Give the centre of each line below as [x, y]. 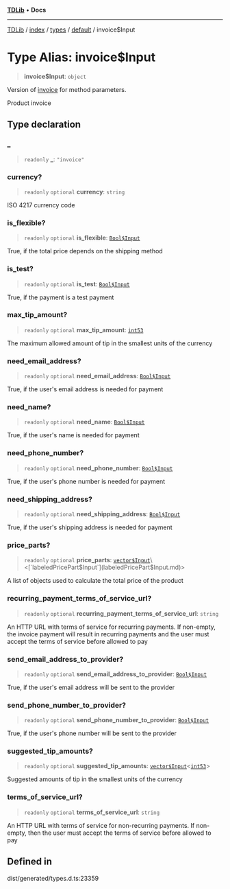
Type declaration [44, 125]
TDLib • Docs [27, 10]
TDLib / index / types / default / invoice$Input [71, 30]
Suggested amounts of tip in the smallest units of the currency [95, 779]
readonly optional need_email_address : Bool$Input [97, 376]
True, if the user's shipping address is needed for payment [90, 527]
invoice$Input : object [55, 76]
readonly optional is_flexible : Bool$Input [82, 238]
